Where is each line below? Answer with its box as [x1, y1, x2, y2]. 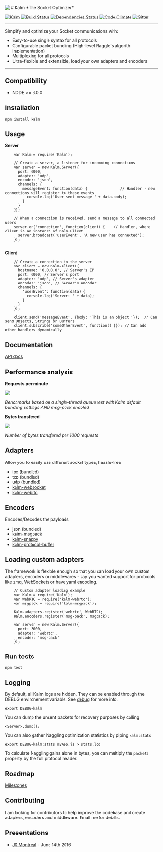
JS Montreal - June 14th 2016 [12, 841, 71, 848]
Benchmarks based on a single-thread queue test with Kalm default [5, 399, 141, 405]
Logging [5, 678, 31, 687]
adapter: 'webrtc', [17, 631, 57, 636]
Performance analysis [5, 368, 73, 376]
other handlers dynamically [5, 328, 62, 333]
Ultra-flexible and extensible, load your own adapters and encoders [12, 58, 147, 64]
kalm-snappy [12, 536, 39, 542]
